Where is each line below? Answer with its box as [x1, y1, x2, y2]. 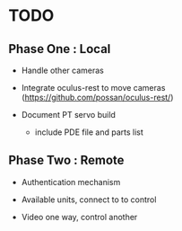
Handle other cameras [21, 65, 104, 76]
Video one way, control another [21, 211, 138, 222]
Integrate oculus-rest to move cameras [21, 83, 166, 93]
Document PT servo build [21, 110, 116, 120]
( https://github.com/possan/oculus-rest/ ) [21, 92, 174, 102]
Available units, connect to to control [21, 194, 157, 205]
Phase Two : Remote [8, 153, 125, 168]
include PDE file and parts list [34, 127, 144, 138]
